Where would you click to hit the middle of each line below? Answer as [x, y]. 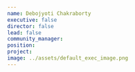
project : [20, 52]
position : [21, 45]
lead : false [24, 33]
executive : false [32, 20]
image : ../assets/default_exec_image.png [68, 58]
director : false [30, 26]
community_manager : [35, 39]
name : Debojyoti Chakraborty [49, 13]
